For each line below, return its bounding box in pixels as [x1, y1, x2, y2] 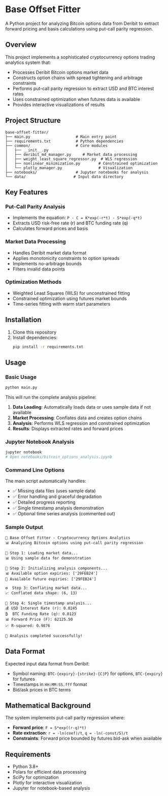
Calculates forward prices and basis [12, 225, 88, 231]
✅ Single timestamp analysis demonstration [12, 505, 104, 511]
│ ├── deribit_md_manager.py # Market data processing [5, 152, 138, 157]
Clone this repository [12, 329, 57, 335]
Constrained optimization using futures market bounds [12, 295, 127, 302]
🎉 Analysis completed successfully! [5, 633, 83, 638]
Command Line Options [5, 467, 65, 474]
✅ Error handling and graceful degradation [12, 493, 102, 500]
